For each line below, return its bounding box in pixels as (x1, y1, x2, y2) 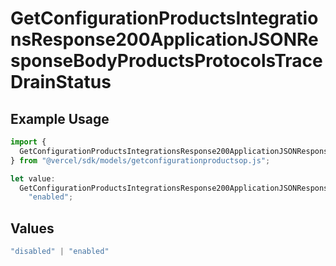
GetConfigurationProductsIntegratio (10, 7, 319, 30)
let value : (10, 173, 56, 184)
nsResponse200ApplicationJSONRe (10, 28, 319, 51)
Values (10, 220, 55, 237)
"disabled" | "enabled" (10, 247, 110, 257)
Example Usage (10, 110, 110, 127)
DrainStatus (10, 71, 112, 94)
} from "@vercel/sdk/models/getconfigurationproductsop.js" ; (10, 155, 271, 166)
